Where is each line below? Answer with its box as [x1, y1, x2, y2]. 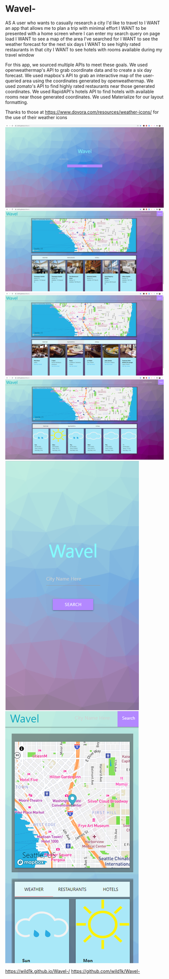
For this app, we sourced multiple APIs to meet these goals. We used [5, 62, 148, 68]
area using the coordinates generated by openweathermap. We [22, 78, 153, 84]
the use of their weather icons [5, 114, 67, 120]
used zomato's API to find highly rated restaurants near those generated [5, 83, 155, 89]
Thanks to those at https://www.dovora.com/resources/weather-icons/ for [5, 109, 159, 115]
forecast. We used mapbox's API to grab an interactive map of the [5, 72, 142, 78]
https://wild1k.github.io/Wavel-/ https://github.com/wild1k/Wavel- [5, 968, 140, 974]
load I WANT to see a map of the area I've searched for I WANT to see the [5, 36, 158, 42]
